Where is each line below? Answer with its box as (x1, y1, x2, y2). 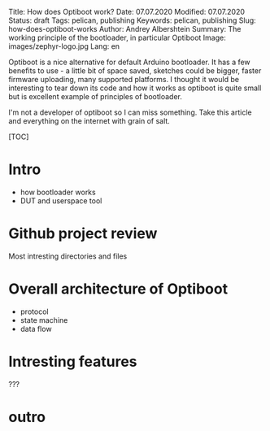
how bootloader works (20, 187, 96, 197)
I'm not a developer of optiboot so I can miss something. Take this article (8, 107, 252, 117)
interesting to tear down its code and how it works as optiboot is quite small (8, 83, 262, 93)
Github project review (8, 224, 158, 243)
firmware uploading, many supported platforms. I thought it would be (8, 75, 240, 84)
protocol (20, 307, 49, 316)
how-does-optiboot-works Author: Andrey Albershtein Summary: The (8, 24, 242, 33)
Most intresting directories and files (8, 251, 128, 261)
